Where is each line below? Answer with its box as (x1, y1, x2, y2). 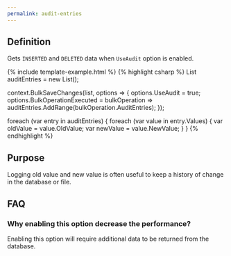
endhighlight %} (7, 131, 53, 140)
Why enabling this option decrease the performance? (7, 218, 191, 228)
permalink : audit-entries (7, 10, 82, 17)
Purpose (7, 152, 45, 163)
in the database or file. (7, 178, 71, 186)
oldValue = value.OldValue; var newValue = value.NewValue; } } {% (7, 125, 199, 133)
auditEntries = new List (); (7, 75, 79, 83)
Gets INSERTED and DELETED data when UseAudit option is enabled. (7, 54, 194, 63)
